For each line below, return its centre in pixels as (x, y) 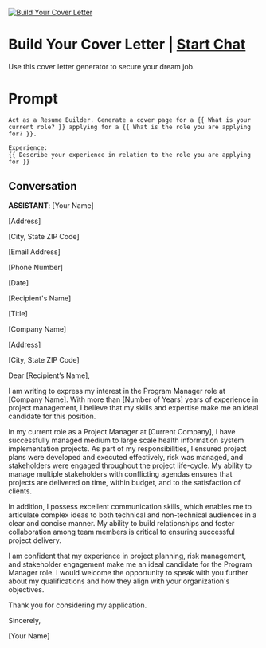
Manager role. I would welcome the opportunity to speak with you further (128, 572)
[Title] (18, 313)
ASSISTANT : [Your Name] (51, 205)
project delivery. (35, 540)
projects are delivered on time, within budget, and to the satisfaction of (125, 482)
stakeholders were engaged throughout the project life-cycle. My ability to (130, 465)
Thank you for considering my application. (78, 605)
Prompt (33, 99)
